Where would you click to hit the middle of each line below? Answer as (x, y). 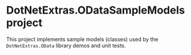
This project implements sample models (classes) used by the (82, 39)
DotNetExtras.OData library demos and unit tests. (66, 46)
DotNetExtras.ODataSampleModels (95, 10)
